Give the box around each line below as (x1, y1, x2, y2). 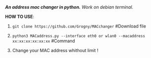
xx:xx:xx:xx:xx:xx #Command (12, 38, 75, 44)
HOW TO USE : (5, 14, 35, 19)
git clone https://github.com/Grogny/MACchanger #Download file (12, 23, 147, 29)
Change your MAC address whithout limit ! (12, 48, 99, 53)
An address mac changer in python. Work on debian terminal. (5, 4, 133, 10)
